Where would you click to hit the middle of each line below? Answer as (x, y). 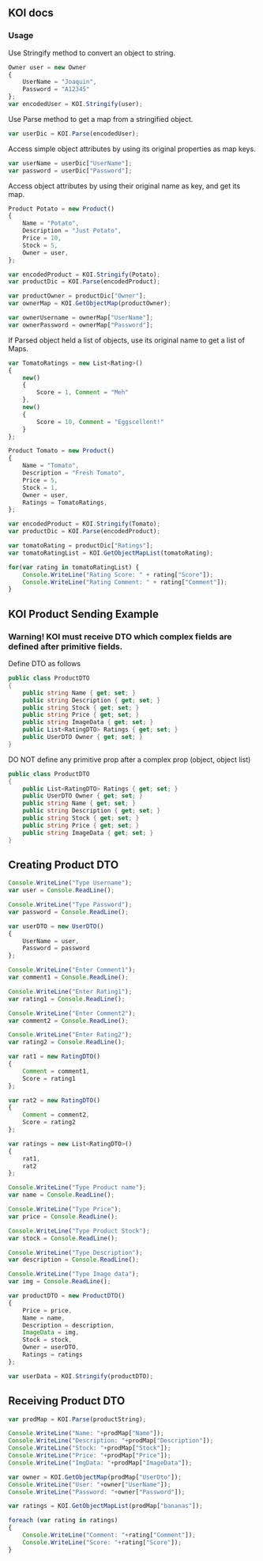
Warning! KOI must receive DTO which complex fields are (120, 636)
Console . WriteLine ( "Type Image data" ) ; (74, 1274)
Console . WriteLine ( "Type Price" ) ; (65, 1210)
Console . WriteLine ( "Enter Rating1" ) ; (70, 991)
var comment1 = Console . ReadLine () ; (68, 978)
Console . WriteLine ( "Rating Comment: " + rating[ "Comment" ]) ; (125, 582)
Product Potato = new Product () (61, 209)
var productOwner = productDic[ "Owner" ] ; (77, 296)
